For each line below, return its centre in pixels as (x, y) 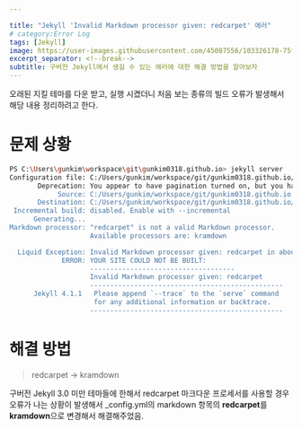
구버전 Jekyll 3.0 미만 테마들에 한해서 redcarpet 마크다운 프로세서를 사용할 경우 (150, 393)
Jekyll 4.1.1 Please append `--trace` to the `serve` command (156, 294)
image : (22, 50)
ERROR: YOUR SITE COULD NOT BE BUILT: (134, 260)
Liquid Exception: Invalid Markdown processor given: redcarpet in (147, 252)
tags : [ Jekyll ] (38, 42)
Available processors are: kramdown (158, 236)
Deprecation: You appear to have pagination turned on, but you (160, 186)
